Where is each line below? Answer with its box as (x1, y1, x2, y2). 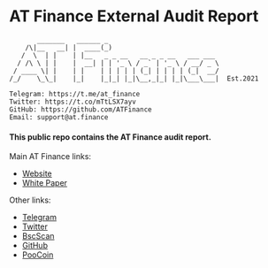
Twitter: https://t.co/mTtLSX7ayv (9, 97, 137, 106)
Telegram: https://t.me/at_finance (9, 89, 141, 98)
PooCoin (21, 249, 54, 260)
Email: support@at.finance (9, 112, 109, 121)
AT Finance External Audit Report (9, 6, 259, 27)
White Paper (21, 178, 68, 188)
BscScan (21, 231, 55, 241)
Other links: (9, 195, 51, 205)
